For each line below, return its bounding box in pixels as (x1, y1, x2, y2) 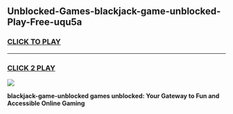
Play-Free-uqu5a (7, 17, 83, 28)
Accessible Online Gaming (7, 99, 85, 107)
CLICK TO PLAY (7, 37, 61, 47)
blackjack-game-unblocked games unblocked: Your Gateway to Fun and (7, 91, 220, 99)
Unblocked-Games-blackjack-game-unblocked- (7, 6, 221, 17)
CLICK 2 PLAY (7, 63, 55, 73)
